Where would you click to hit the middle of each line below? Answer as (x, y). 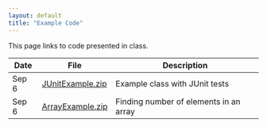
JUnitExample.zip (74, 83)
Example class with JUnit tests (172, 83)
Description (185, 65)
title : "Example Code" (46, 23)
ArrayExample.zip (75, 106)
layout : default (35, 15)
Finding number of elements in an (178, 102)
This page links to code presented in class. (78, 45)
